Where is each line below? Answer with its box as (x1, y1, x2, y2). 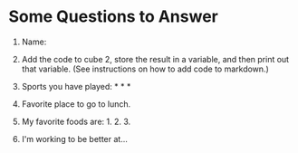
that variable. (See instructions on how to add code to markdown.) (21, 63, 269, 74)
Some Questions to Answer (8, 6, 218, 27)
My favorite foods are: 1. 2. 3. (21, 116, 131, 127)
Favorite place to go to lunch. (21, 98, 131, 110)
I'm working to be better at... (21, 133, 129, 144)
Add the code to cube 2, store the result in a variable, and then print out (21, 53, 290, 64)
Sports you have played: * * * (21, 81, 131, 91)
